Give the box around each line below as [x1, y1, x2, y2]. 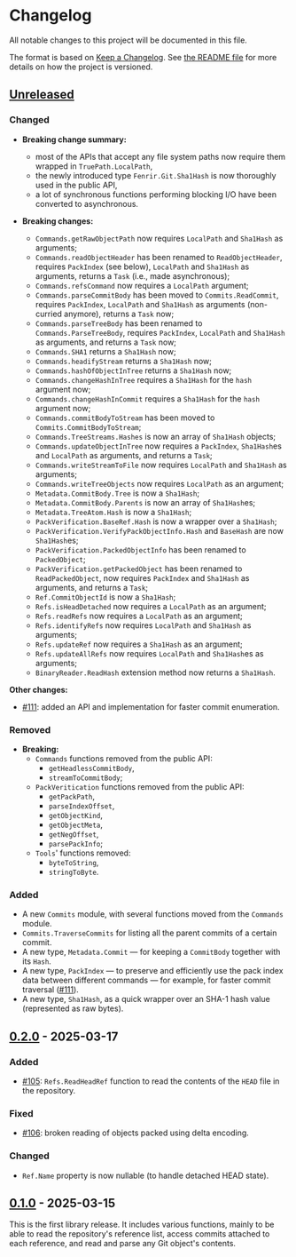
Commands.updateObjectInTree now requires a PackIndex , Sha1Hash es [35, 441, 282, 451]
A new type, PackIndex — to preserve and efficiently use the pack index [21, 966, 284, 976]
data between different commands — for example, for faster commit [21, 975, 271, 986]
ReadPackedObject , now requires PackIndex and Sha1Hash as [35, 572, 250, 583]
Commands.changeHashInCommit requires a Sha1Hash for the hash [35, 393, 260, 404]
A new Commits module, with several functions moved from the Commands [21, 909, 284, 919]
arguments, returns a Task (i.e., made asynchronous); [35, 270, 230, 281]
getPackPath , [48, 791, 96, 801]
